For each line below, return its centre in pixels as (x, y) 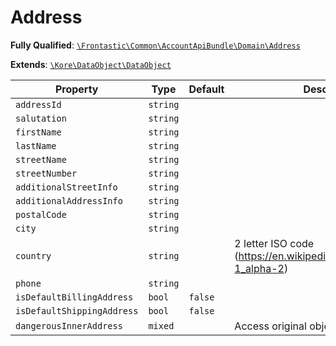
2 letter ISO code (274, 243)
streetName (41, 159)
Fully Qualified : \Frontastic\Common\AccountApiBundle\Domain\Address (155, 45)
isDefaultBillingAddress (74, 297)
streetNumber (46, 173)
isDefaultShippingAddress (77, 310)
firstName (38, 132)
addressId (38, 104)
